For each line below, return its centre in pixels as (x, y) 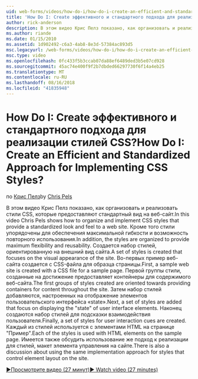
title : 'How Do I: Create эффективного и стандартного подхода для (91, 17)
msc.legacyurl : (25, 50)
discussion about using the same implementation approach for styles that (95, 352)
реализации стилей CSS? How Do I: (95, 143)
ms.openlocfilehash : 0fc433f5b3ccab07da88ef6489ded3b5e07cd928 (85, 61)
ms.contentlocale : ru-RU (37, 77)
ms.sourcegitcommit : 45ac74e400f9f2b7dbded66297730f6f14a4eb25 (85, 66)
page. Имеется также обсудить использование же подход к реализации (97, 339)
